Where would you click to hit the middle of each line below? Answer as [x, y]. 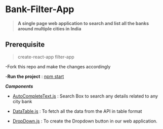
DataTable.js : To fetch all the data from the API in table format [77, 111]
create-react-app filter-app [46, 57]
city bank [22, 101]
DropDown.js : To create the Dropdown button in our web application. [85, 121]
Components [19, 86]
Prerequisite [25, 45]
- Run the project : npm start [35, 76]
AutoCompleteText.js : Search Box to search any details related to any [85, 96]
